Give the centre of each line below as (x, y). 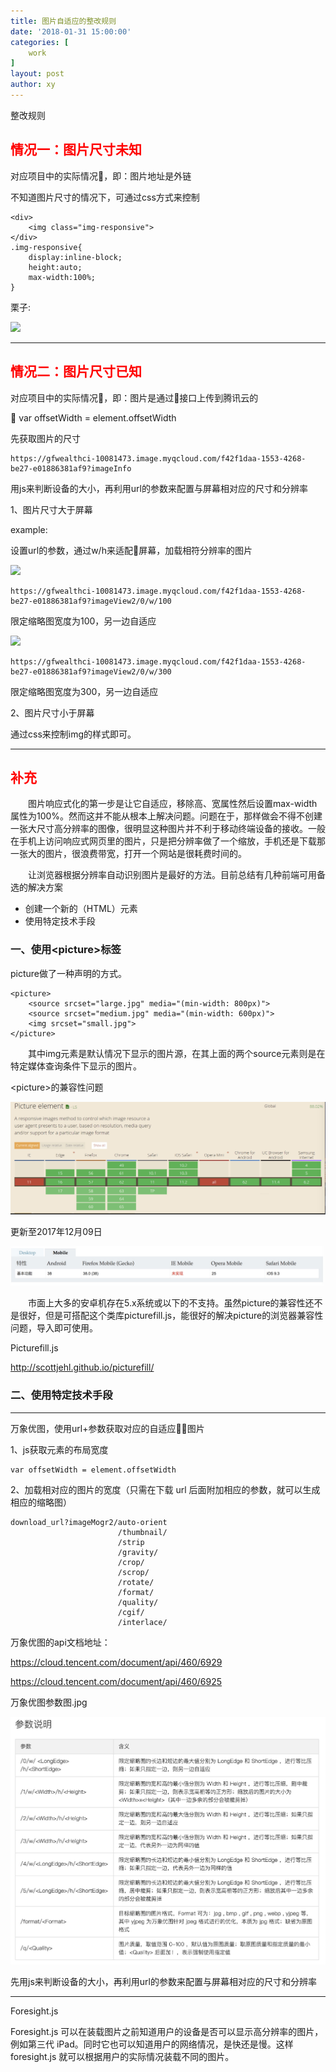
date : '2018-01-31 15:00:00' (71, 31)
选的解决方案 (36, 887)
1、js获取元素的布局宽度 (59, 1449)
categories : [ (40, 42)
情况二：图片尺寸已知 (76, 371)
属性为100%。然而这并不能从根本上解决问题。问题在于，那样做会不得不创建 (166, 816)
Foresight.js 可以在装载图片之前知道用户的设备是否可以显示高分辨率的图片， (167, 2032)
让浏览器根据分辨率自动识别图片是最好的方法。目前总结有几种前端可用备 (177, 875)
